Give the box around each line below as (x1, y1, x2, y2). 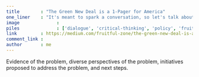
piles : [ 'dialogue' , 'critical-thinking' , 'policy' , (6, 25, 176, 31)
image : (6, 20, 60, 25)
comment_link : (6, 36, 44, 42)
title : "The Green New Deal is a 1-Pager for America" (6, 8, 166, 15)
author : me (6, 42, 52, 48)
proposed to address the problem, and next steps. (6, 64, 129, 71)
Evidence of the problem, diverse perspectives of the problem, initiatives (6, 57, 184, 65)
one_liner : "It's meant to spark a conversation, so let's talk (6, 14, 179, 20)
